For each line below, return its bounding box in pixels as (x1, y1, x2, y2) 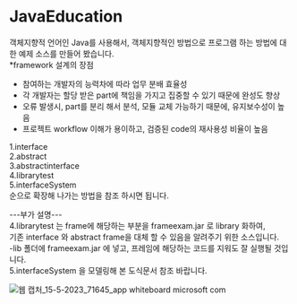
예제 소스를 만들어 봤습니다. (18, 48, 115, 59)
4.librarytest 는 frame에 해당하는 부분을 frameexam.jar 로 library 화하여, (9, 220, 266, 230)
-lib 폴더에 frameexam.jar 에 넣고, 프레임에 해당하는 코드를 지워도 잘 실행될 (9, 242, 273, 253)
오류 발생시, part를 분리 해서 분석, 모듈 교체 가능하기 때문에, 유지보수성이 (21, 100, 276, 111)
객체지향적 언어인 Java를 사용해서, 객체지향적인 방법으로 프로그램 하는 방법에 (9, 37, 277, 48)
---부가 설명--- (9, 209, 63, 220)
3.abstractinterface (9, 160, 81, 171)
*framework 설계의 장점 (9, 59, 94, 70)
